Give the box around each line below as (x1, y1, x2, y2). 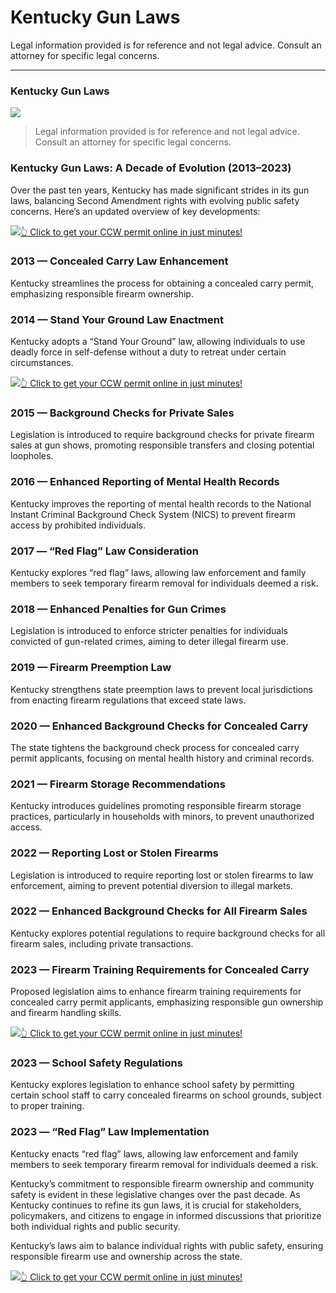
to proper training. (10, 1100, 85, 1112)
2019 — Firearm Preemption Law (10, 661, 172, 675)
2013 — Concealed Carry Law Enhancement (10, 254, 229, 268)
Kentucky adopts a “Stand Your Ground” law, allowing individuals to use (10, 336, 306, 348)
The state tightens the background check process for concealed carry (10, 741, 300, 753)
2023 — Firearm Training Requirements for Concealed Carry (10, 962, 310, 976)
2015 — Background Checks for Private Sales (10, 406, 235, 420)
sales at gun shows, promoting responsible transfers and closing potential (10, 439, 315, 451)
